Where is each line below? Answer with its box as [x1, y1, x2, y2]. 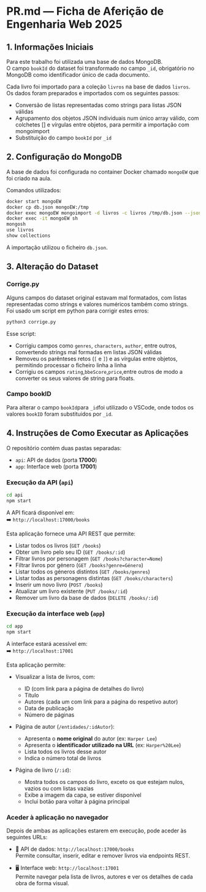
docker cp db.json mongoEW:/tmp [6, 204, 89, 210]
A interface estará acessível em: [6, 640, 88, 647]
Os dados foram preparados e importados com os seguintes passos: [6, 90, 180, 96]
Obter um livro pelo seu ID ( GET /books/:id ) [15, 548, 126, 556]
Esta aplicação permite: [6, 661, 66, 669]
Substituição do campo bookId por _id [15, 134, 112, 141]
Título [24, 691, 39, 699]
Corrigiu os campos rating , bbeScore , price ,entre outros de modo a [15, 368, 183, 375]
